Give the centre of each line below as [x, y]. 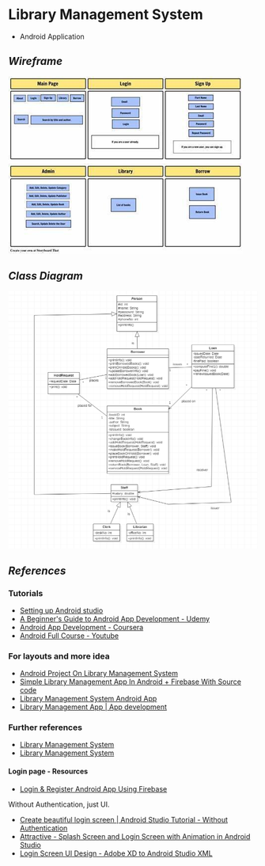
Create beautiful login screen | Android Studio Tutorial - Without [123, 819]
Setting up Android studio [61, 610]
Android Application [52, 36]
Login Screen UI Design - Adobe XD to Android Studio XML [116, 853]
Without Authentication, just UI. [59, 804]
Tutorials [26, 593]
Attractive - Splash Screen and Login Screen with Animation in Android [135, 836]
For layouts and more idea [59, 656]
